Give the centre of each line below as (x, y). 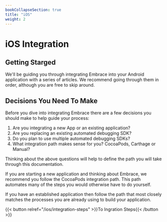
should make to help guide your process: (47, 118)
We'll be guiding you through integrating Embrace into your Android (75, 74)
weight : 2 (15, 19)
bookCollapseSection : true (33, 10)
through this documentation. (34, 164)
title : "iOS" (19, 15)
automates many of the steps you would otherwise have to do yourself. (78, 185)
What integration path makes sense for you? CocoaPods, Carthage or (84, 144)
